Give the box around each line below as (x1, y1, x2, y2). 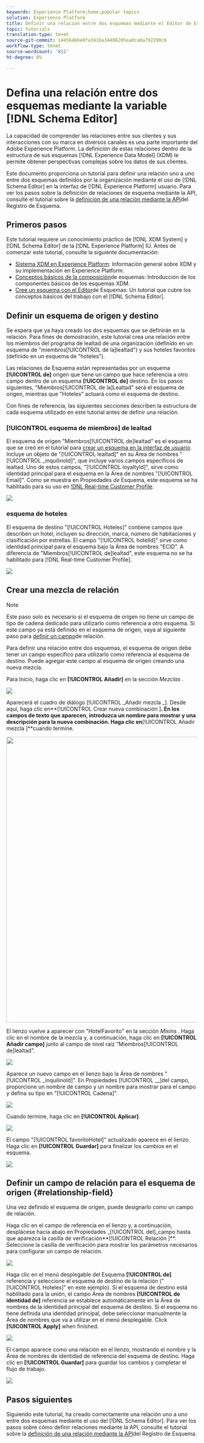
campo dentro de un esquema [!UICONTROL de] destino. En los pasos (6, 377, 183, 385)
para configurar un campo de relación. (6, 1247, 103, 1255)
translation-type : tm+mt (6, 32, 69, 38)
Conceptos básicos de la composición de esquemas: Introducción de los (15, 274, 196, 281)
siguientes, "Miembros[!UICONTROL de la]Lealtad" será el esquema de (6, 384, 185, 391)
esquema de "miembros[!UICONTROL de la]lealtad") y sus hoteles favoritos (6, 346, 196, 353)
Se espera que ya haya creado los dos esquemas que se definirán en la (6, 327, 185, 334)
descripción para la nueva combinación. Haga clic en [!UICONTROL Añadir (6, 718, 195, 725)
